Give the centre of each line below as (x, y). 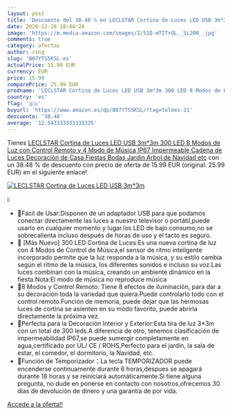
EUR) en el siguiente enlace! (47, 172)
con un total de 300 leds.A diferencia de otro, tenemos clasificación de (118, 331)
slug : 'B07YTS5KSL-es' (40, 59)
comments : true (29, 39)
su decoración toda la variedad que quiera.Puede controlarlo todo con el (120, 294)
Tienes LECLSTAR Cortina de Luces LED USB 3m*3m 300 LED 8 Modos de (114, 142)
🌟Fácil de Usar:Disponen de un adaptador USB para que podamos (111, 213)
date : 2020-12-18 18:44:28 (46, 26)
